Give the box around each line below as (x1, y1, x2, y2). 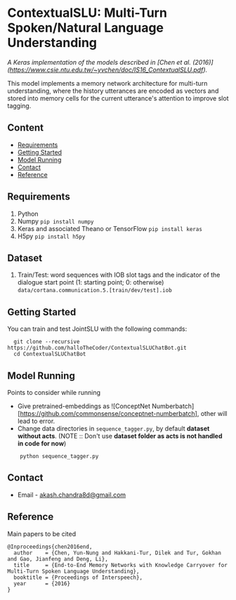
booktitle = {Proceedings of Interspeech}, (13, 574, 143, 581)
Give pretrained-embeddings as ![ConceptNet (17, 402, 151, 410)
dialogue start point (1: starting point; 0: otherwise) (17, 278, 164, 287)
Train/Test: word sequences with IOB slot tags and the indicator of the (17, 270, 221, 279)
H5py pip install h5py (17, 232, 86, 240)
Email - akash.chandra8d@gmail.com (17, 490, 126, 499)
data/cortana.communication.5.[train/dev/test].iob (17, 287, 172, 294)
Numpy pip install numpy (17, 216, 94, 226)
